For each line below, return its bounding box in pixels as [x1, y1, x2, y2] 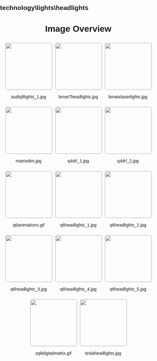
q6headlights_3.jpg [10, 286, 47, 292]
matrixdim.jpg [15, 158, 42, 164]
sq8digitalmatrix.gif [35, 351, 72, 356]
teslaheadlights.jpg [85, 351, 121, 356]
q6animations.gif [12, 222, 45, 228]
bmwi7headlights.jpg [58, 94, 98, 100]
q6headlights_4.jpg [60, 286, 97, 292]
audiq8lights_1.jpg [10, 94, 47, 100]
